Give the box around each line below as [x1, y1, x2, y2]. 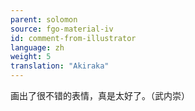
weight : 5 [10, 52, 52, 62]
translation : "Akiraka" [10, 61, 110, 71]
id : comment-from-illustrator [10, 33, 137, 43]
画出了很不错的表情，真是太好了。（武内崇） [10, 90, 190, 101]
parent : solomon [10, 14, 78, 25]
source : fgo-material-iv [10, 24, 114, 34]
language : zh [10, 42, 65, 53]
